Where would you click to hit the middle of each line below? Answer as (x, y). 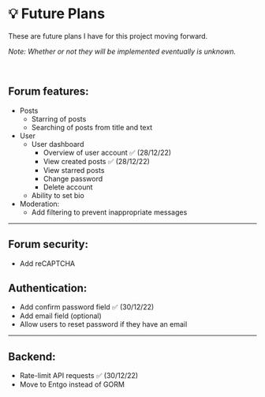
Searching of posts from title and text (92, 127)
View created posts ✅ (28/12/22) (96, 161)
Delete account (68, 187)
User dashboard (58, 144)
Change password (73, 178)
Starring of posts (59, 118)
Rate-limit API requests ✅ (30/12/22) (79, 376)
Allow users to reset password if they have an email (103, 324)
